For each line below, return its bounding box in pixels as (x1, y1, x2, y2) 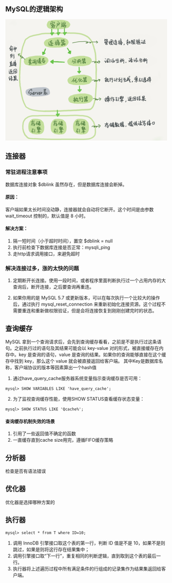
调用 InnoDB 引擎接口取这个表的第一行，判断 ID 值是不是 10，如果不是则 (12, 540, 165, 546)
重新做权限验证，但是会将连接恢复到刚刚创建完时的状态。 (35, 308, 157, 314)
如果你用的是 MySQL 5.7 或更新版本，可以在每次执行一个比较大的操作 (12, 295, 160, 301)
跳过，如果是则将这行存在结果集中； (12, 546, 90, 552)
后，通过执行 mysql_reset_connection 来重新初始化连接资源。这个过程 (12, 301, 162, 307)
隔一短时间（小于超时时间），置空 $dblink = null (12, 238, 113, 244)
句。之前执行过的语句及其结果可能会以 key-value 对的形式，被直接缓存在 (5, 345, 159, 351)
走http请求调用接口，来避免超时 (12, 251, 80, 257)
